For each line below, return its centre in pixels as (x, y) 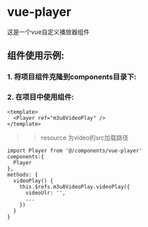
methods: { (23, 175)
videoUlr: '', (46, 193)
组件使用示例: (36, 56)
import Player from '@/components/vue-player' (75, 151)
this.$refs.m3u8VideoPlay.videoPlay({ (75, 186)
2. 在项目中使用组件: (40, 97)
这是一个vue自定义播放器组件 (49, 32)
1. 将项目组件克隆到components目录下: (72, 77)
